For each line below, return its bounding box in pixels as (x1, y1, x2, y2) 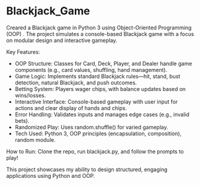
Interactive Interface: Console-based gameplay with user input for (14, 98, 178, 105)
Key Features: (6, 48, 40, 55)
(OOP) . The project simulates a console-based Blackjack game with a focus (6, 30, 195, 37)
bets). (14, 117, 30, 124)
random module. (14, 136, 56, 143)
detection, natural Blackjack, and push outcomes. (14, 79, 137, 86)
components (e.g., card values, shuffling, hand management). (14, 66, 168, 73)
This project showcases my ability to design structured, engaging (6, 166, 168, 173)
